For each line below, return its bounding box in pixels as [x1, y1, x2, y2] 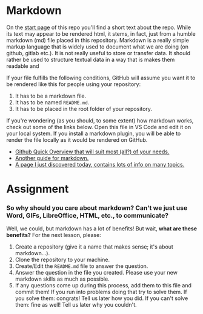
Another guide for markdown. [15, 154, 89, 161]
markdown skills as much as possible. [15, 275, 110, 282]
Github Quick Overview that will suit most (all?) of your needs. [15, 148, 170, 155]
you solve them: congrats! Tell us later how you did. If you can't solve [15, 295, 188, 302]
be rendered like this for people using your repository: [6, 80, 141, 88]
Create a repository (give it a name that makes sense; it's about [15, 243, 174, 250]
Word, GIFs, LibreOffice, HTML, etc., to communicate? [6, 212, 168, 220]
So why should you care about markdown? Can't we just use [6, 204, 188, 212]
